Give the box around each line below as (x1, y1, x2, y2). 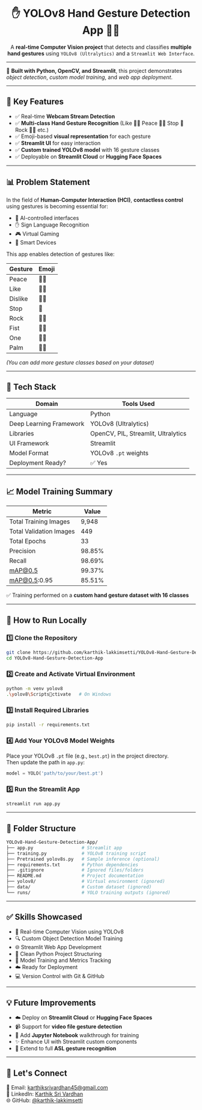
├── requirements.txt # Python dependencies (6, 861, 138, 868)
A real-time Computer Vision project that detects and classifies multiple (10, 43, 192, 51)
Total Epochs (9, 537, 46, 546)
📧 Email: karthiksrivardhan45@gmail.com (6, 1084, 108, 1091)
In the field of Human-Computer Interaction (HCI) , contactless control (6, 196, 183, 204)
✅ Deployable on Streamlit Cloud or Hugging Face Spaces (14, 153, 162, 160)
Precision (9, 547, 36, 555)
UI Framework (9, 439, 49, 447)
